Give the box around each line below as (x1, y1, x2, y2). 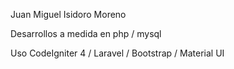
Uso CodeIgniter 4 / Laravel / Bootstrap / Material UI (10, 47, 225, 59)
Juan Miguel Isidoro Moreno (10, 9, 127, 20)
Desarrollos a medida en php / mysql (10, 28, 162, 39)
